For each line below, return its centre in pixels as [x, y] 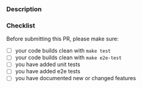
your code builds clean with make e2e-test [68, 57]
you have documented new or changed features [75, 78]
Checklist [21, 25]
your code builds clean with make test [63, 51]
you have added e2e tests [48, 71]
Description [24, 9]
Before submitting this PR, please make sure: [62, 39]
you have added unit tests [48, 64]
